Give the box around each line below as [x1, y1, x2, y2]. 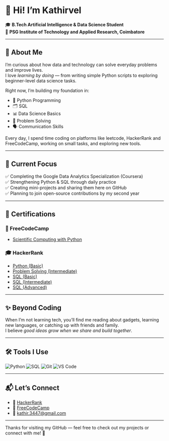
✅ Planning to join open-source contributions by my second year [5, 190, 140, 196]
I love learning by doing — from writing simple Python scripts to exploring [5, 72, 158, 78]
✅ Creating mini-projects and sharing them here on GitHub [5, 184, 127, 191]
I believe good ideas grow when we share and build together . [5, 327, 132, 334]
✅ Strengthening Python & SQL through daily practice [5, 179, 117, 185]
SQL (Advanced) [12, 284, 47, 290]
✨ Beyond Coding [5, 303, 62, 312]
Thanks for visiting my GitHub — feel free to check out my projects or [5, 424, 149, 430]
